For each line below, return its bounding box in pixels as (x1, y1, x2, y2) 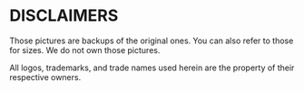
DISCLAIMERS (9, 5, 119, 26)
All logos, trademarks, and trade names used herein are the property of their (9, 62, 295, 73)
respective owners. (9, 71, 82, 82)
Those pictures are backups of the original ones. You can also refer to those (9, 35, 294, 46)
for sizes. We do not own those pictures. (9, 44, 161, 55)
